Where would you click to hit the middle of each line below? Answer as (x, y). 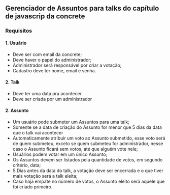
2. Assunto (17, 110)
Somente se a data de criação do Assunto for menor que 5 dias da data (87, 127)
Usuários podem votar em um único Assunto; (60, 154)
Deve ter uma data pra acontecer (47, 93)
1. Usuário (16, 43)
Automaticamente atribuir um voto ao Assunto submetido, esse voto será (89, 138)
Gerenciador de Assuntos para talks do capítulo (82, 8)
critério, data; (27, 165)
